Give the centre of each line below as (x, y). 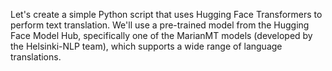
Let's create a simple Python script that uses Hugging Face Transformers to (166, 14)
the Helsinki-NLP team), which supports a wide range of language (146, 46)
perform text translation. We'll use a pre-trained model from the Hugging (160, 25)
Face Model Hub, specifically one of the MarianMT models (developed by (161, 35)
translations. (36, 57)
